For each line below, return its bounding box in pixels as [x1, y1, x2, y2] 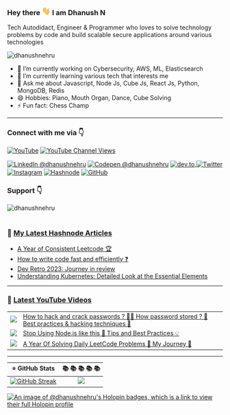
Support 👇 [7, 185, 42, 195]
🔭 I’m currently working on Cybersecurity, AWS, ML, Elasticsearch [16, 64, 203, 73]
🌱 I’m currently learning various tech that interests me [16, 72, 169, 80]
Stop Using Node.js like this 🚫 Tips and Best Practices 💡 [23, 329, 180, 337]
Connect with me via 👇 [7, 128, 84, 138]
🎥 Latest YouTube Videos [7, 295, 92, 305]
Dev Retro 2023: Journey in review [16, 264, 116, 273]
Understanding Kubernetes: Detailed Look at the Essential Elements [16, 272, 208, 280]
